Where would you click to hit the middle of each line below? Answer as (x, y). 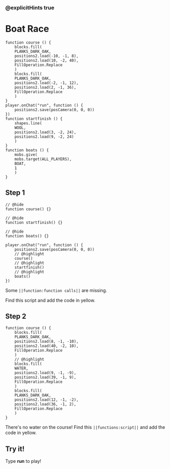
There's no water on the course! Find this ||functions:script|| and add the (85, 427)
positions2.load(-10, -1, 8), (47, 56)
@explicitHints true (30, 8)
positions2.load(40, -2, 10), (47, 346)
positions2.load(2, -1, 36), (45, 87)
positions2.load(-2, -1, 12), (47, 83)
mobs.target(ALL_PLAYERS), (43, 159)
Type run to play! (23, 461)
